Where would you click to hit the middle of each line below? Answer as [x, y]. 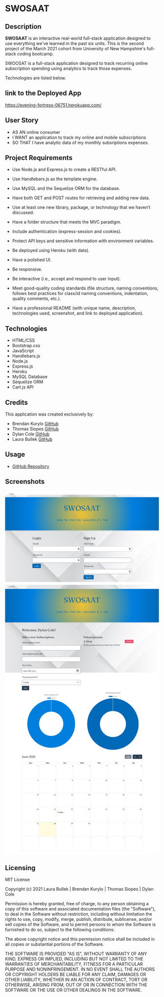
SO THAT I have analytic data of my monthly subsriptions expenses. [80, 143]
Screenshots [25, 482]
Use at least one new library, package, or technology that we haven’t [81, 208]
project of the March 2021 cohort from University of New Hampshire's [75, 49]
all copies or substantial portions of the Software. [54, 944]
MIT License [18, 880]
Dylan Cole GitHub [31, 434]
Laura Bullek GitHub [32, 439]
